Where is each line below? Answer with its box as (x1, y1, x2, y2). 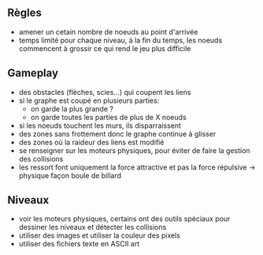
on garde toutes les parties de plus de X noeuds (30, 112, 187, 122)
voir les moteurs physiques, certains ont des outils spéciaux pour (18, 214, 231, 224)
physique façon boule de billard (18, 170, 122, 180)
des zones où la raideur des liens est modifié (18, 137, 165, 147)
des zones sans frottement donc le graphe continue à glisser (18, 129, 217, 138)
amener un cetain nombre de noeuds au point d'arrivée (18, 27, 198, 36)
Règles (7, 6, 43, 20)
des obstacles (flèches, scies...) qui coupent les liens (18, 87, 191, 97)
